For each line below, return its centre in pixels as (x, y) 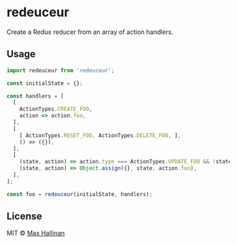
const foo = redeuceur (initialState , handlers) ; (80, 194)
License (24, 216)
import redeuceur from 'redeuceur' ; (60, 70)
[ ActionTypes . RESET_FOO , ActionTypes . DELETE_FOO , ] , (100, 135)
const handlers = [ (35, 96)
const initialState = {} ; (45, 83)
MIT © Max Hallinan (36, 233)
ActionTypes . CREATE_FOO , (56, 109)
